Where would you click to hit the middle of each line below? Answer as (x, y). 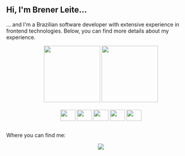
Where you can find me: (36, 136)
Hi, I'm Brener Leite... (47, 10)
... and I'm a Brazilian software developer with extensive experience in (93, 24)
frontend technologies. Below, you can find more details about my (88, 31)
